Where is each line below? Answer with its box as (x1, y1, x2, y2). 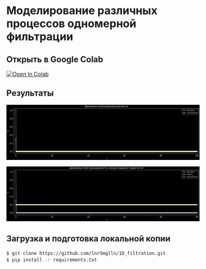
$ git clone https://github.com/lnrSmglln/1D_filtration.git (6, 251, 166, 257)
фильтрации (6, 30, 74, 44)
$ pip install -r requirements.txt (6, 257, 97, 263)
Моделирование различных (6, 4, 158, 18)
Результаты (6, 88, 54, 99)
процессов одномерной (6, 17, 137, 31)
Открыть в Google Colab (6, 54, 104, 64)
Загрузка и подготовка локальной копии (6, 233, 170, 244)
